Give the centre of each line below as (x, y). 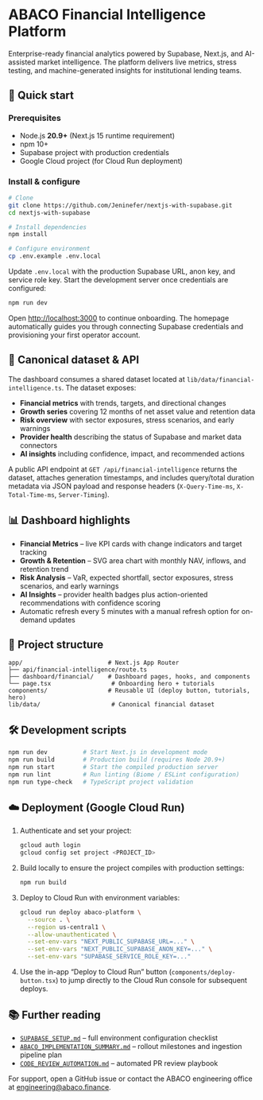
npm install (28, 235)
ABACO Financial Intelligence (107, 15)
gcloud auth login (50, 845)
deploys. (34, 989)
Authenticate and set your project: (75, 831)
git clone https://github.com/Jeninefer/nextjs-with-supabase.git (120, 205)
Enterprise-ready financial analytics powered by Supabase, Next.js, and (126, 53)
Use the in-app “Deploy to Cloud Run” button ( (96, 972)
